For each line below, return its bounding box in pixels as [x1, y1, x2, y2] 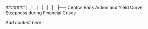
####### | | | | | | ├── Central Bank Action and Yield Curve [5, 5, 143, 10]
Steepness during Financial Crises [5, 10, 76, 16]
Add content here [5, 20, 42, 25]
